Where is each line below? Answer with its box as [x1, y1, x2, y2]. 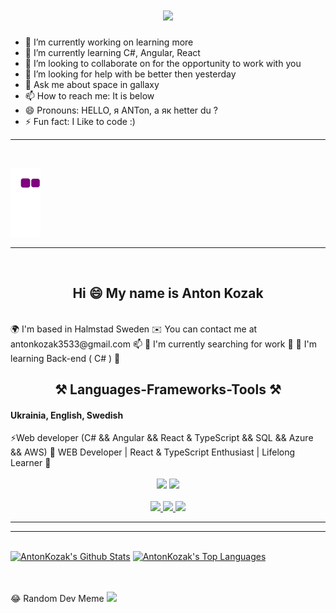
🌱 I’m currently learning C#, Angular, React [24, 46, 201, 58]
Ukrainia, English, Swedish [10, 409, 124, 421]
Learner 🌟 [10, 457, 52, 469]
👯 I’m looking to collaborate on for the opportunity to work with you [24, 57, 302, 69]
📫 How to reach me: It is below [24, 89, 155, 102]
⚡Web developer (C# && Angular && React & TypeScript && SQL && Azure [10, 432, 314, 444]
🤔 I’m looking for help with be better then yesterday [24, 68, 237, 80]
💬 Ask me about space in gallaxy [24, 78, 160, 90]
